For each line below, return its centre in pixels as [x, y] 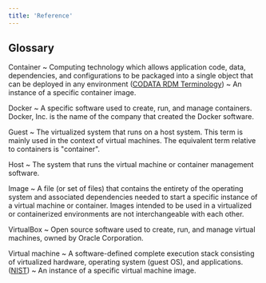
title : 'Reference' [41, 16]
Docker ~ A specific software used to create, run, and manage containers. [130, 108]
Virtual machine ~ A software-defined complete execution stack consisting [131, 253]
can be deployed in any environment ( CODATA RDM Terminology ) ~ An [125, 84]
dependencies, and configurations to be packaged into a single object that [131, 76]
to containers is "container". [54, 149]
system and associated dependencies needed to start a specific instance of [133, 197]
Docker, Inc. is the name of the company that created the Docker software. [131, 117]
